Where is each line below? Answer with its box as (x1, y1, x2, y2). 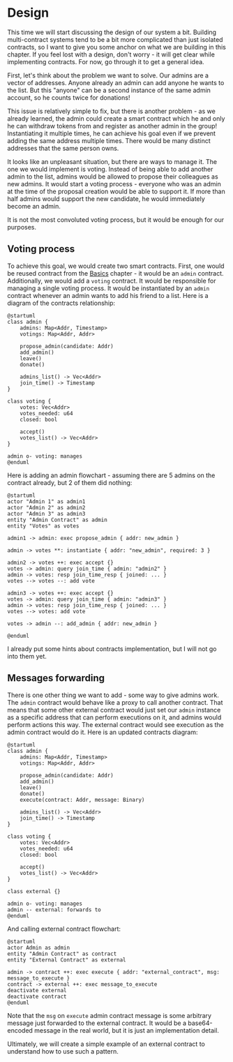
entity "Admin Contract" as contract (7, 950, 117, 957)
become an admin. (7, 202, 61, 210)
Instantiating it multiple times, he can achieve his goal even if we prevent (7, 129, 216, 137)
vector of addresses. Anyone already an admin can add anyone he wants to (7, 78, 225, 87)
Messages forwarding (7, 672, 105, 685)
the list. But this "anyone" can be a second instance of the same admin (7, 86, 211, 94)
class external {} (7, 888, 61, 895)
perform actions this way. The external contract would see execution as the (7, 720, 225, 728)
